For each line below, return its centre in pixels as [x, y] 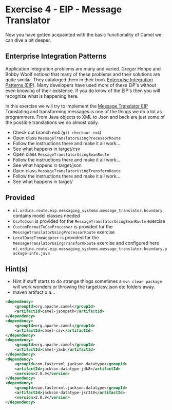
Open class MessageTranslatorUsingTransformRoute [67, 170]
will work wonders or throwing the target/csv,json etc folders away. [84, 287]
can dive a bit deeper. [28, 40]
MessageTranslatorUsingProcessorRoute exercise [64, 232]
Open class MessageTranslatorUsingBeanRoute [61, 154]
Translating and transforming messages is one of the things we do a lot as [84, 111]
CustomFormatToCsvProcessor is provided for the [63, 226]
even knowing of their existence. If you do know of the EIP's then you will [83, 91]
